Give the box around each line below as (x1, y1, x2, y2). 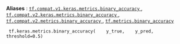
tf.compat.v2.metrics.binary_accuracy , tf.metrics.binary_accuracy (6, 17, 174, 24)
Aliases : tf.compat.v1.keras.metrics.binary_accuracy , (6, 5, 143, 12)
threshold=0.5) (6, 34, 44, 39)
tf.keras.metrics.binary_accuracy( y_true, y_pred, (8, 28, 154, 34)
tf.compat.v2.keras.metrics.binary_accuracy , (6, 11, 120, 18)
